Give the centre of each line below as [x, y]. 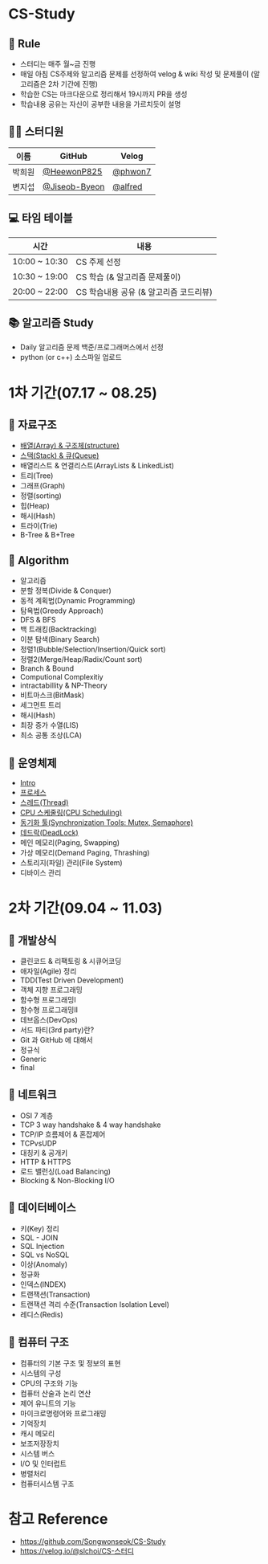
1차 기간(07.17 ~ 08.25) [83, 392]
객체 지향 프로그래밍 [51, 990]
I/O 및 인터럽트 [43, 1464]
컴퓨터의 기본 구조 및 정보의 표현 [70, 1363]
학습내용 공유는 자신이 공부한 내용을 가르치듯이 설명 [100, 104]
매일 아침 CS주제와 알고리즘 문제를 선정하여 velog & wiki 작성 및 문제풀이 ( [137, 74]
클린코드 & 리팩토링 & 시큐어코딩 [71, 962]
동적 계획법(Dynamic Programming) [77, 601]
